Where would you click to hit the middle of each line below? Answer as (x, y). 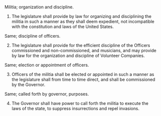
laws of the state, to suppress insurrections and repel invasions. (75, 109)
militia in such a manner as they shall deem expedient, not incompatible (83, 22)
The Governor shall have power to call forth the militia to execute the (80, 103)
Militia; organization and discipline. (39, 7)
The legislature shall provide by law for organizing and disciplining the (81, 16)
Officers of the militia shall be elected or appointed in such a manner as (83, 74)
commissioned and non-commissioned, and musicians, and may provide (84, 51)
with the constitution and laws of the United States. (63, 27)
